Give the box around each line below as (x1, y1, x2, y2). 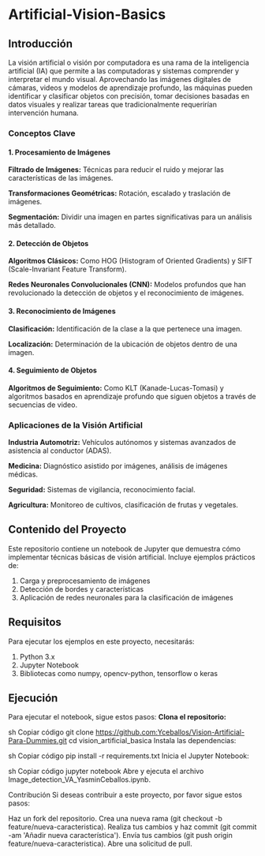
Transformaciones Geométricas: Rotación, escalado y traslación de (8, 189, 231, 198)
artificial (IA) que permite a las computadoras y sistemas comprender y (8, 66, 239, 76)
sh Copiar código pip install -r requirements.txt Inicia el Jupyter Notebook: (8, 751, 250, 761)
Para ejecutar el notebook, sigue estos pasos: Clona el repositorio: (8, 712, 227, 722)
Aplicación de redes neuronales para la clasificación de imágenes (19, 592, 234, 602)
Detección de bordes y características (19, 584, 144, 593)
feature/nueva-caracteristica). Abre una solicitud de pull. (8, 839, 192, 849)
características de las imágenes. (8, 174, 114, 183)
